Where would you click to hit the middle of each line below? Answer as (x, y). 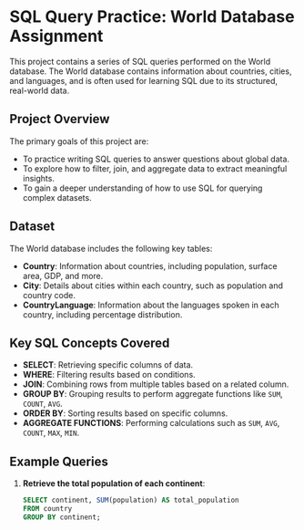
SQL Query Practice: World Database (152, 17)
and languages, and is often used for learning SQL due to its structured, (144, 80)
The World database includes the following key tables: (111, 248)
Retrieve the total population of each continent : (114, 483)
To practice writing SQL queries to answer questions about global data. (156, 159)
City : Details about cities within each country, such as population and (153, 286)
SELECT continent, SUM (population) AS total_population (131, 500)
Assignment (56, 36)
